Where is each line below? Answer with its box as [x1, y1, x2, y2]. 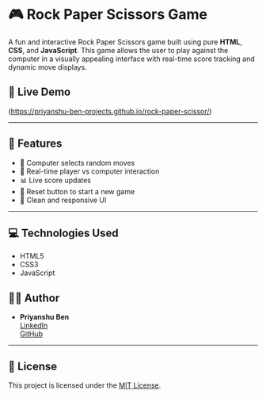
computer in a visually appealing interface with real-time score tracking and [8, 54, 255, 63]
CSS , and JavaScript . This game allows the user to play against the [8, 45, 229, 55]
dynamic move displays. [8, 62, 87, 71]
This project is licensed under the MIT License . [8, 381, 161, 390]
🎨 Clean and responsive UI [19, 195, 107, 205]
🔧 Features [8, 137, 63, 151]
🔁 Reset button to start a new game [19, 186, 135, 196]
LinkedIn [19, 321, 48, 331]
